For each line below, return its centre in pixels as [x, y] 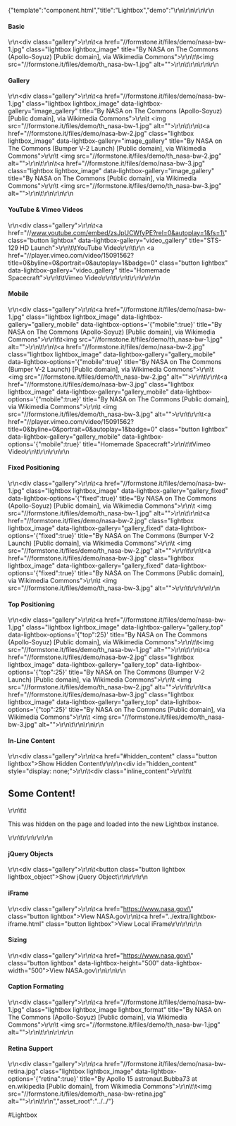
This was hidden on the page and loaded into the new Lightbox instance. [113, 824]
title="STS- [205, 240]
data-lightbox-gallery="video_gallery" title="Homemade [89, 270]
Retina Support [31, 1048]
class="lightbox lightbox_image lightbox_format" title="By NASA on [123, 1010]
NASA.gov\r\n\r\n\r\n [95, 970]
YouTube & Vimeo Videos [46, 209]
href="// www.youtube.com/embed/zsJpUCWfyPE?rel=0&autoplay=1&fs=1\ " [118, 232]
